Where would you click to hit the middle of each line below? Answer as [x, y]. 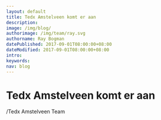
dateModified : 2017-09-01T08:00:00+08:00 [58, 50]
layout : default [26, 11]
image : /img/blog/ [29, 28]
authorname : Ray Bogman [35, 39]
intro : [14, 55]
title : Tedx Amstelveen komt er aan [51, 17]
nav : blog [18, 66]
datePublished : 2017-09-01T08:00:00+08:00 [59, 45]
